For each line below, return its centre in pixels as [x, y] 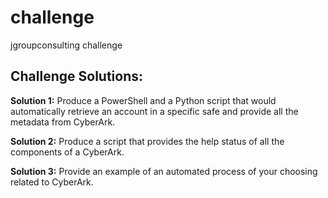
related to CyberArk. [52, 182]
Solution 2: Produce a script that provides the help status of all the [147, 141]
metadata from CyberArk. [63, 122]
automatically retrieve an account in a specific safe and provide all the [154, 111]
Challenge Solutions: [77, 76]
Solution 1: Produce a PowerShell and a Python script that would [143, 100]
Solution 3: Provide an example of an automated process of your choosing [164, 171]
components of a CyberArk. [67, 152]
